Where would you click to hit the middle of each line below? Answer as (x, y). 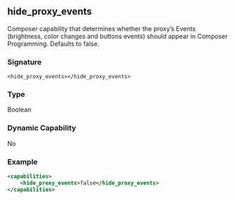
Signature (25, 61)
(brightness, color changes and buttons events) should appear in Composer (117, 36)
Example (23, 162)
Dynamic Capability (42, 128)
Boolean (19, 110)
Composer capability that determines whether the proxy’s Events (102, 28)
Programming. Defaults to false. (54, 43)
